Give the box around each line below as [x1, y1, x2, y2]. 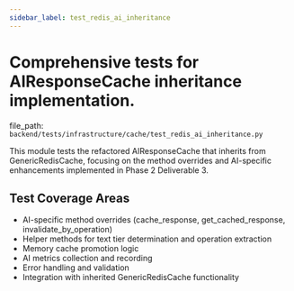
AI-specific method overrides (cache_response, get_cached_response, [22, 214, 286, 225]
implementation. [9, 90, 136, 111]
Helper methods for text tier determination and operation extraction [22, 233, 272, 244]
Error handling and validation [22, 262, 130, 273]
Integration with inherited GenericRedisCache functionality [22, 272, 240, 283]
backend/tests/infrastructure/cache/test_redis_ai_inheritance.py [9, 130, 263, 139]
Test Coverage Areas [9, 190, 130, 205]
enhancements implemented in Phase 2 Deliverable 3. [9, 164, 209, 176]
